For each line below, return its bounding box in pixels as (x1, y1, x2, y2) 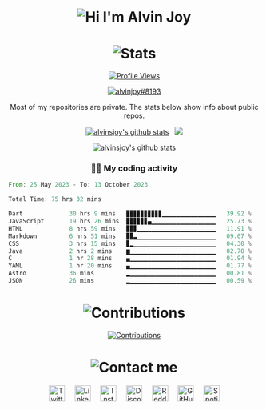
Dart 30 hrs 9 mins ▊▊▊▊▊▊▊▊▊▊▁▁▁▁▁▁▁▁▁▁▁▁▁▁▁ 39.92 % (8, 210, 252, 218)
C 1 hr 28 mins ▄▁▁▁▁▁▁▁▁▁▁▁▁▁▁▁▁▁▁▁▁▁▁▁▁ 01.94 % (8, 255, 252, 263)
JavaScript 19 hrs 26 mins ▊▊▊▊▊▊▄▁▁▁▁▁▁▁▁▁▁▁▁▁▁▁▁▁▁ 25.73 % (8, 217, 252, 226)
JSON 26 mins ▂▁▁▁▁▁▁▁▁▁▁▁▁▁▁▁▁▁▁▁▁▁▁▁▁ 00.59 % (8, 277, 252, 285)
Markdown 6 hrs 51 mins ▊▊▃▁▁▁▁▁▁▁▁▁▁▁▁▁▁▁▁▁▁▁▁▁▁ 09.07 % (8, 232, 252, 240)
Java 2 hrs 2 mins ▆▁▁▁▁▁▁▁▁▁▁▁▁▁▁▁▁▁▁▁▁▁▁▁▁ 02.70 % (8, 247, 252, 255)
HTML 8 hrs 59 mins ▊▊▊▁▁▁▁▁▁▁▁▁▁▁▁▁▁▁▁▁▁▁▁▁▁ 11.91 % (8, 224, 252, 232)
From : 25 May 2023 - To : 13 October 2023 (8, 181, 149, 189)
